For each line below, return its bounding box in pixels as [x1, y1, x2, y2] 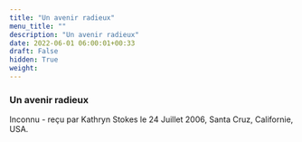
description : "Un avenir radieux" [9, 30, 140, 39]
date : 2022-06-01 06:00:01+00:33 [9, 38, 136, 48]
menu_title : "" [9, 22, 67, 31]
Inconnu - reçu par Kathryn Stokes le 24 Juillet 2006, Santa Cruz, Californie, [9, 114, 294, 125]
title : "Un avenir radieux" [9, 13, 116, 23]
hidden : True [9, 55, 59, 64]
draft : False [9, 47, 59, 56]
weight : [9, 64, 39, 73]
